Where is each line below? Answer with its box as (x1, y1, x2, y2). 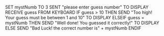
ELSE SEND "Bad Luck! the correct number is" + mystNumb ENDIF (5, 25, 142, 31)
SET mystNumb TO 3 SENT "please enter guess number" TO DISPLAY (5, 4, 149, 10)
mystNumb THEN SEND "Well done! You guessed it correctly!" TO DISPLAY (5, 20, 160, 26)
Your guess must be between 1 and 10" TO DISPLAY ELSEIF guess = (5, 15, 145, 20)
